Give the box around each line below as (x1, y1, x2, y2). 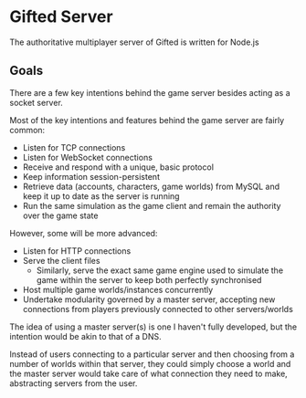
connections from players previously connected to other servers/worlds (22, 303, 294, 314)
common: (9, 124, 46, 135)
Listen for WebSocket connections (22, 152, 153, 162)
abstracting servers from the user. (9, 377, 138, 389)
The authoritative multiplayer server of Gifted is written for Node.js (9, 37, 259, 47)
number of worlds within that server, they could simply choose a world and (9, 358, 291, 369)
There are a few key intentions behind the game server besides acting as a (9, 87, 290, 98)
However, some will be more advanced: (9, 227, 158, 238)
